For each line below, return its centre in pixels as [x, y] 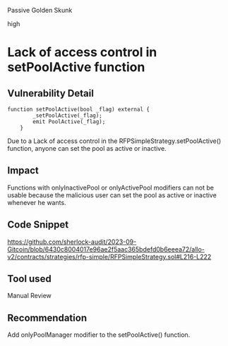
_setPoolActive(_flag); [67, 116]
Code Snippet [38, 225]
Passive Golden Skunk [40, 10]
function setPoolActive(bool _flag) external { [79, 109]
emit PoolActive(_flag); [69, 122]
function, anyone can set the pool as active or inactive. [87, 148]
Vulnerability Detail [50, 93]
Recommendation [47, 317]
